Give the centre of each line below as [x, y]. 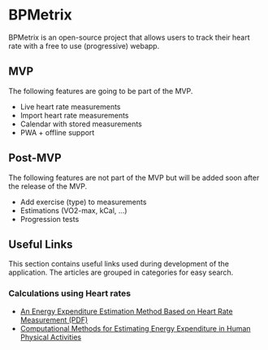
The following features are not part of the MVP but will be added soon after [134, 177]
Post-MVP [35, 158]
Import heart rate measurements [74, 115]
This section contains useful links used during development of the [119, 264]
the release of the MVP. [48, 186]
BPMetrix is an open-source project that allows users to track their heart [129, 37]
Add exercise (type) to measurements [83, 202]
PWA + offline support [57, 132]
